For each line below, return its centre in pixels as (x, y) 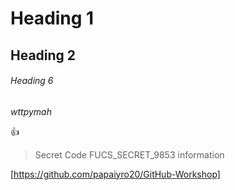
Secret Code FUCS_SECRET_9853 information (129, 154)
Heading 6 (32, 81)
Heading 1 (52, 18)
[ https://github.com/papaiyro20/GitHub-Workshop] (115, 174)
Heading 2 (43, 55)
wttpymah (31, 111)
